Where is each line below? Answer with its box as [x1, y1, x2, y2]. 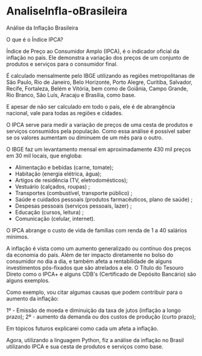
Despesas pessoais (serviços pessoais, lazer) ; [14, 202, 132, 209]
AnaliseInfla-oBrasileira [6, 4, 128, 18]
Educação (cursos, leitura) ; [14, 208, 84, 215]
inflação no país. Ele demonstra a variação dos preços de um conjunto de [6, 54, 189, 61]
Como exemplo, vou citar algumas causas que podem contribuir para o [6, 288, 183, 296]
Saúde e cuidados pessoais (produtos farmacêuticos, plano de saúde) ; [14, 195, 193, 203]
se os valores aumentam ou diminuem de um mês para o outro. [6, 134, 163, 141]
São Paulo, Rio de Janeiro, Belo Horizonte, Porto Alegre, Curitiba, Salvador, [6, 78, 193, 86]
